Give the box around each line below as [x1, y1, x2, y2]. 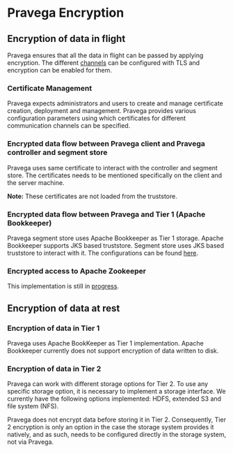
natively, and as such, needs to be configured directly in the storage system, [7, 431, 227, 439]
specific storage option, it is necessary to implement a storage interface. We [7, 387, 226, 396]
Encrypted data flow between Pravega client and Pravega [7, 139, 205, 149]
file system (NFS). [7, 402, 59, 410]
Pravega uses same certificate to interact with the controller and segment [7, 163, 218, 172]
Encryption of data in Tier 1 [7, 323, 100, 333]
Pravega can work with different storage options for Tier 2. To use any [7, 380, 209, 388]
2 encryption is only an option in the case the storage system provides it [7, 423, 214, 431]
